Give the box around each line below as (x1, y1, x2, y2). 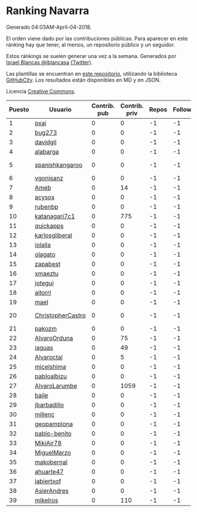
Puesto (9, 105, 29, 113)
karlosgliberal (35, 231, 72, 239)
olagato (35, 250, 56, 258)
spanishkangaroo (35, 160, 83, 169)
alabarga (35, 147, 59, 156)
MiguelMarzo (35, 448, 72, 456)
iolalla (35, 241, 51, 249)
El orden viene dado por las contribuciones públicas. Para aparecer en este (6, 35, 188, 42)
